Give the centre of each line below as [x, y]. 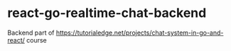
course [37, 40]
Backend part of [31, 33]
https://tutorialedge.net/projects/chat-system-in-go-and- [140, 33]
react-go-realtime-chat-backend [107, 13]
